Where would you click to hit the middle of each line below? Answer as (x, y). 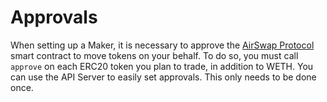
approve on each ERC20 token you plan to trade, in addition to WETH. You (162, 66)
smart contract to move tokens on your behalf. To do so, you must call (154, 55)
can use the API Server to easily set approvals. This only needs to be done (163, 77)
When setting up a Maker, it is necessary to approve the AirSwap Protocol (162, 45)
